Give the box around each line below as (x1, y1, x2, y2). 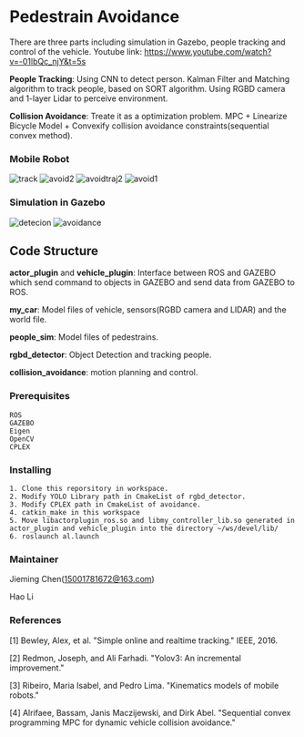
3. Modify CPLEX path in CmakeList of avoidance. (9, 499, 202, 509)
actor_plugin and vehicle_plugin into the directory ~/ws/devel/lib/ (9, 524, 279, 533)
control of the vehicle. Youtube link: (9, 46, 143, 56)
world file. (9, 314, 47, 325)
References (9, 614, 62, 627)
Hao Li (9, 591, 34, 602)
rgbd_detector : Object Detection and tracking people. (9, 349, 212, 361)
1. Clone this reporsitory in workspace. (9, 484, 169, 493)
